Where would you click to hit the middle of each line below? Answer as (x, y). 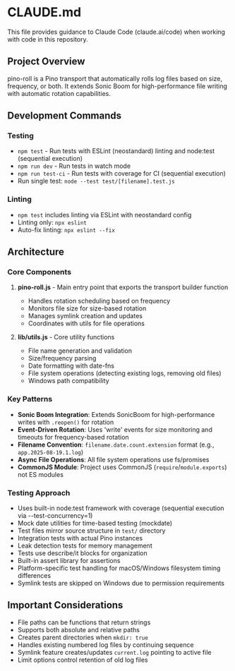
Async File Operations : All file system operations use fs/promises (113, 459)
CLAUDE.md (44, 12)
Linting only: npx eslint (52, 222)
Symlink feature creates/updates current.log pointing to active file (114, 652)
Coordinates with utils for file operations (86, 324)
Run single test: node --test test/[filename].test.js (96, 181)
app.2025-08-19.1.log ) (50, 452)
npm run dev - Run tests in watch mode (74, 166)
